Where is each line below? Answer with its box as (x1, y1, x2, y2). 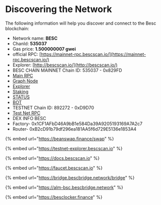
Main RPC (12, 72, 34, 78)
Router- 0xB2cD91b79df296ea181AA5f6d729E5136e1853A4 (12, 126, 137, 132)
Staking (12, 88, 29, 94)
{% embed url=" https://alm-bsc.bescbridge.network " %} (5, 184, 123, 190)
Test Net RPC (12, 110, 41, 116)
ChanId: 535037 (12, 40, 47, 46)
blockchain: (5, 25, 29, 31)
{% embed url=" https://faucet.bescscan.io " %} (5, 165, 103, 171)
